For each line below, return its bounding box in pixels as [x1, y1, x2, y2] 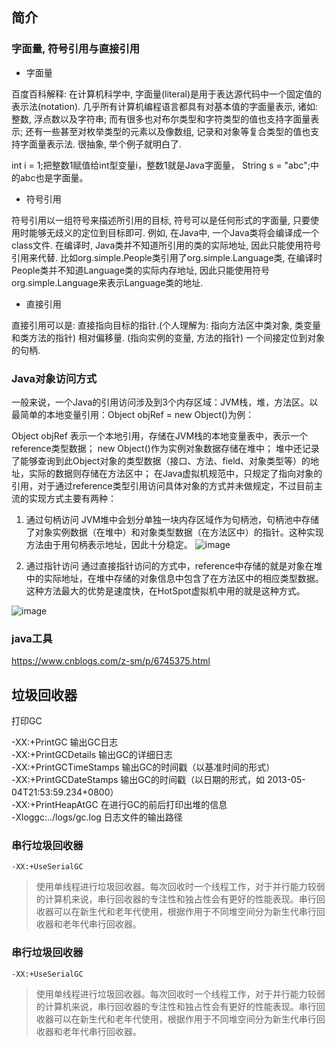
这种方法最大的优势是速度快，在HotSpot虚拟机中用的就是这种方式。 [25, 584, 306, 597]
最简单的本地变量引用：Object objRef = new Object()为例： [11, 408, 255, 420]
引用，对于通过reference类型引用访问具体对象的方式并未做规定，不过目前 [11, 479, 314, 492]
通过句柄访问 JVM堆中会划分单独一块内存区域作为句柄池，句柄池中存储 [25, 513, 320, 525]
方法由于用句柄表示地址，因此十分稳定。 [25, 538, 193, 550]
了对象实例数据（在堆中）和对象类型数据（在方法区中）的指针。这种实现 [25, 526, 324, 538]
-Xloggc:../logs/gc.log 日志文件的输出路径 [11, 811, 183, 823]
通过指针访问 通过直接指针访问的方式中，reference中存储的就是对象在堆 [25, 559, 323, 572]
